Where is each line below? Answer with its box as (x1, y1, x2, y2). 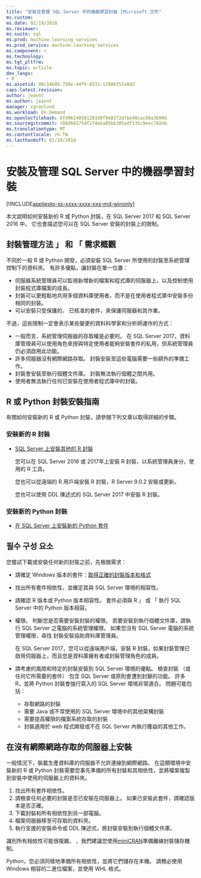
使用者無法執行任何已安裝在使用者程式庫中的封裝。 (14, 377, 141, 384)
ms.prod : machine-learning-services (6, 37, 98, 43)
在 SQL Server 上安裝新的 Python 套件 (14, 522, 109, 529)
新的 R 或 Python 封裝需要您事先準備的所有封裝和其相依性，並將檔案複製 (11, 766, 190, 774)
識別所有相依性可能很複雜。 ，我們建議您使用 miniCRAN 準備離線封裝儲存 (6, 837, 185, 844)
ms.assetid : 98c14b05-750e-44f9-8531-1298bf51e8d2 (6, 82, 135, 88)
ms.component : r (6, 48, 47, 54)
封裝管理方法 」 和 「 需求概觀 (6, 240, 116, 250)
